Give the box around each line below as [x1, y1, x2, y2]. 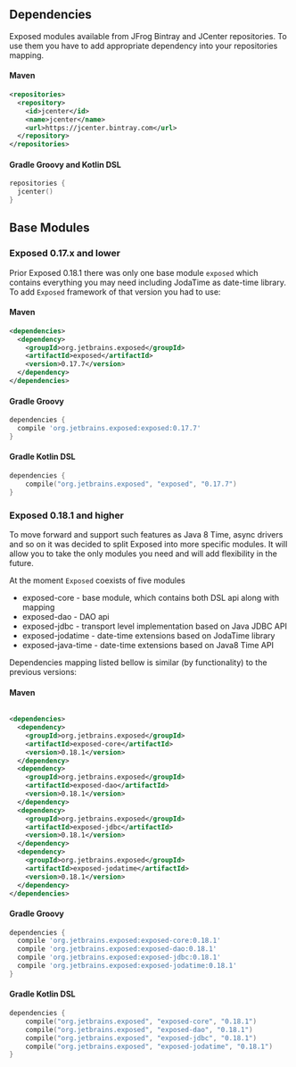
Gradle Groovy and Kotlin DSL [9, 159, 122, 170]
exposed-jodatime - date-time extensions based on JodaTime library [21, 629, 275, 641]
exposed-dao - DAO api [21, 611, 110, 621]
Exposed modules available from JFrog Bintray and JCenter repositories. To [9, 30, 287, 41]
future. [9, 557, 34, 568]
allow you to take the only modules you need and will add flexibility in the [9, 548, 278, 559]
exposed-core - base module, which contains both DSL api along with [21, 592, 279, 603]
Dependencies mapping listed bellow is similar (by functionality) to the [9, 656, 267, 668]
